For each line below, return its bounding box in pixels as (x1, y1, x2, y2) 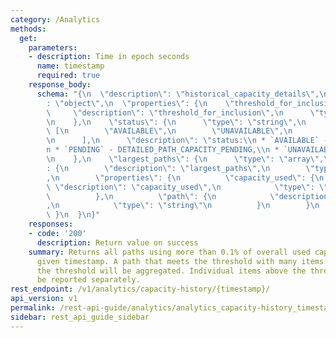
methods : (10, 24, 47, 34)
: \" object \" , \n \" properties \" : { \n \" (46, 98, 235, 108)
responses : (28, 219, 74, 230)
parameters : (28, 42, 78, 53)
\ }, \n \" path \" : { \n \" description (46, 191, 329, 201)
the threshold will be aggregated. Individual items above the (36, 266, 307, 276)
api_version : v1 (10, 294, 78, 304)
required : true (36, 71, 101, 81)
